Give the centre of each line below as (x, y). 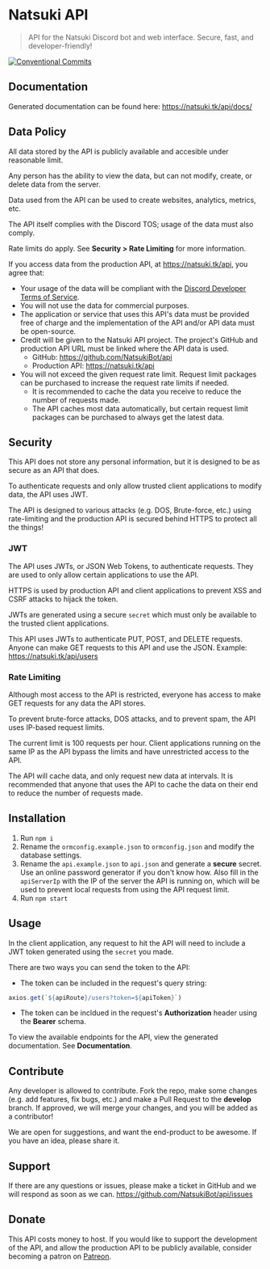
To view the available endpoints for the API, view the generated (113, 1037)
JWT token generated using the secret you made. (91, 951)
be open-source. (48, 331)
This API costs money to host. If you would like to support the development (133, 1239)
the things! (26, 528)
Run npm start (44, 898)
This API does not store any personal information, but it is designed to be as (134, 462)
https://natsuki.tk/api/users (53, 656)
